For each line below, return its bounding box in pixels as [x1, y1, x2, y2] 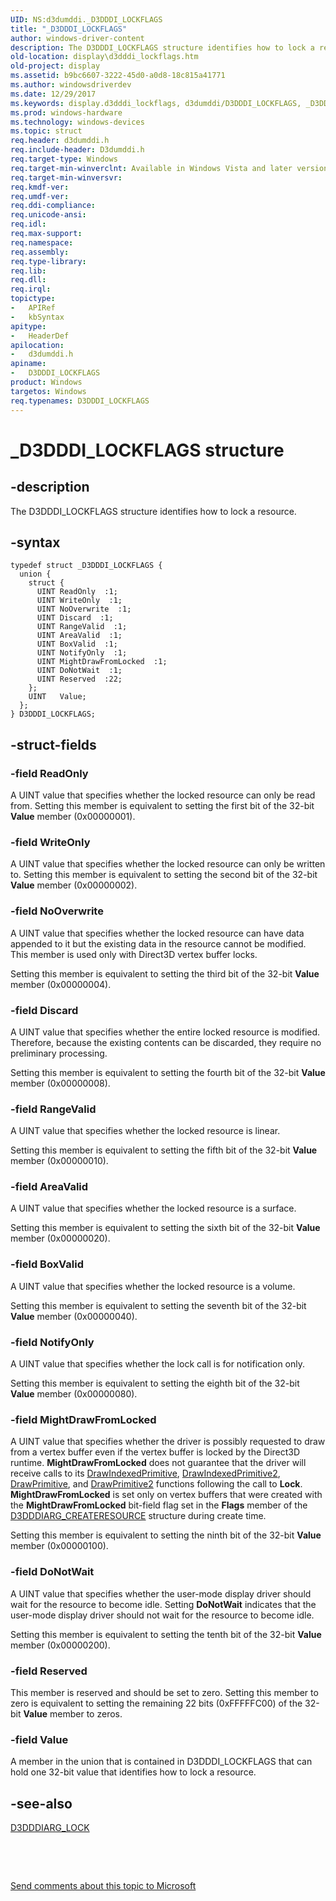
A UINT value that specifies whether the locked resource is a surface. [10, 1202, 297, 1215]
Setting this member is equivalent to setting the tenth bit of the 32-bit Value [10, 1628, 322, 1640]
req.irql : [10, 284, 52, 295]
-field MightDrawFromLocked [10, 1413, 157, 1426]
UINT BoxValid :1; [36, 639, 118, 650]
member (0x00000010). [10, 1155, 109, 1167]
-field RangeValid [10, 1102, 97, 1116]
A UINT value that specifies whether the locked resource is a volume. [10, 1280, 296, 1292]
